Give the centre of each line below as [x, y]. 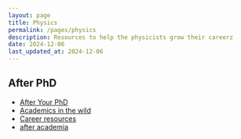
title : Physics [33, 23]
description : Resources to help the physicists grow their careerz [121, 37]
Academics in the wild [55, 110]
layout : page [29, 15]
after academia [44, 127]
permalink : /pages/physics [52, 30]
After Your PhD [44, 102]
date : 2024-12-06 [37, 45]
